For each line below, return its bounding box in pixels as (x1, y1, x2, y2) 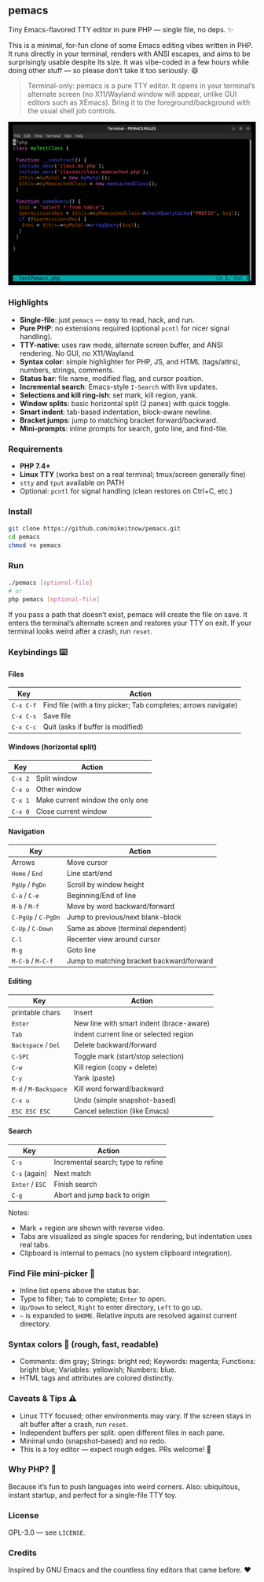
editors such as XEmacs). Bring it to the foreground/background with (27, 98, 251, 107)
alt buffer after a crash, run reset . (19, 1419, 128, 1429)
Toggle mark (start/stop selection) (73, 1052, 185, 1061)
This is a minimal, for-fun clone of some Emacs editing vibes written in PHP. (8, 40, 254, 50)
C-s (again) (11, 1168, 48, 1177)
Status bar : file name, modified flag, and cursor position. (19, 373, 204, 383)
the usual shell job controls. (27, 105, 117, 115)
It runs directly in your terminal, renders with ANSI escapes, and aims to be (8, 49, 251, 58)
